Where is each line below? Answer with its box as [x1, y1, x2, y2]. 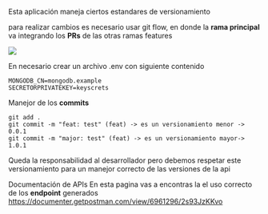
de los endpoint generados [8, 188, 98, 197]
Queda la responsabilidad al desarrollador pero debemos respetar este [8, 155, 242, 165]
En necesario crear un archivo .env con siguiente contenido [8, 62, 205, 71]
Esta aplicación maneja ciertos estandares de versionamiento [8, 7, 210, 16]
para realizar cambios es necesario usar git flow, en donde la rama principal [8, 22, 260, 31]
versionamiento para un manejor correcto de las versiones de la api [8, 164, 230, 173]
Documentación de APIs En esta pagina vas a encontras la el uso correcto [8, 180, 253, 189]
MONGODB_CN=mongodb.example [8, 77, 102, 85]
